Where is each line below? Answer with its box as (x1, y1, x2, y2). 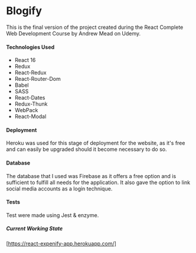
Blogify (6, 4, 43, 18)
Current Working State (6, 225, 63, 232)
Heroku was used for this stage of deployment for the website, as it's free (6, 140, 185, 147)
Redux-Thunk (14, 100, 48, 107)
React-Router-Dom (14, 75, 61, 83)
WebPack (14, 107, 38, 114)
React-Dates (14, 94, 45, 101)
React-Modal (14, 113, 47, 120)
